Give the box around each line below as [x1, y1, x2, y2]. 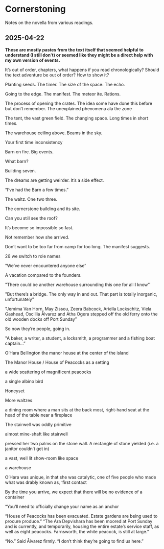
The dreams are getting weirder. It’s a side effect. [5, 177, 104, 183]
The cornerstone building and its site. [5, 206, 81, 212]
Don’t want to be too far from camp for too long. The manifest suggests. [5, 243, 150, 249]
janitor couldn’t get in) [5, 446, 49, 452]
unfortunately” [5, 296, 34, 302]
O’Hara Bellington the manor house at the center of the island [5, 350, 129, 356]
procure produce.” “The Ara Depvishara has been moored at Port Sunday [5, 518, 153, 524]
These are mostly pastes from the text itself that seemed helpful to [5, 47, 144, 52]
